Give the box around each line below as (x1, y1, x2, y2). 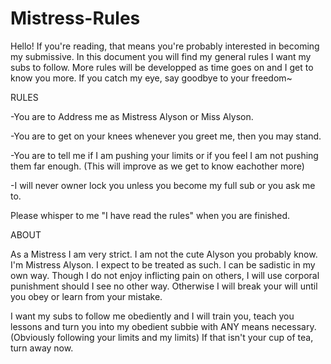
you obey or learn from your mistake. (10, 290, 163, 302)
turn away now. (10, 342, 74, 354)
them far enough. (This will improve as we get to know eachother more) (10, 160, 305, 172)
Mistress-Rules (10, 7, 141, 30)
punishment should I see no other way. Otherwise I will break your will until (10, 280, 318, 292)
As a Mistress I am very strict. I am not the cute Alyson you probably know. (10, 248, 318, 260)
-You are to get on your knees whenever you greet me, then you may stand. (10, 130, 322, 142)
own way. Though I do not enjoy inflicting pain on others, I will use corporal (10, 269, 320, 281)
